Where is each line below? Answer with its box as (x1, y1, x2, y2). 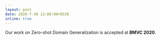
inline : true (5, 16, 32, 21)
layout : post (5, 7, 32, 12)
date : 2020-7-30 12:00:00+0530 (5, 12, 69, 17)
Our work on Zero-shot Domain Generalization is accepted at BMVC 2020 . (5, 30, 156, 36)
